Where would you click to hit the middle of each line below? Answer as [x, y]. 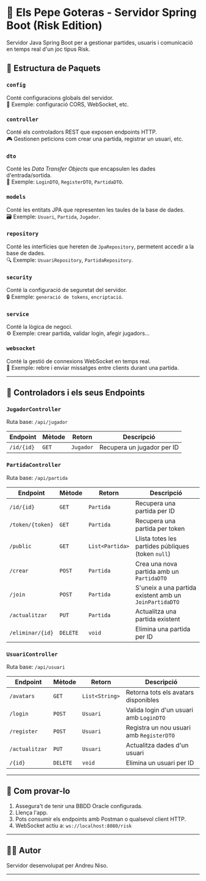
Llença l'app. [32, 812]
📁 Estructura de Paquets [54, 68]
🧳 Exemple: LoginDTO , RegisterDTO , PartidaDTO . [65, 182]
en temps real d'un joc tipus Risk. [48, 49]
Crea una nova [156, 564]
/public [21, 546]
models [16, 197]
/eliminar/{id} [32, 633]
